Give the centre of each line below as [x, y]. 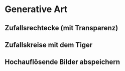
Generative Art [36, 9]
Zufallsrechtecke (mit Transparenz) [61, 28]
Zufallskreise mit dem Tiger [49, 45]
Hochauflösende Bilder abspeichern [62, 62]
